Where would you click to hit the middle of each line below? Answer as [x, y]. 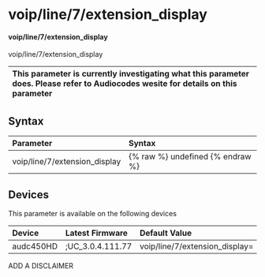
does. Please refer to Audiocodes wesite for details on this [125, 84]
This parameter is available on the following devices [93, 214]
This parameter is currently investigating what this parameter [131, 74]
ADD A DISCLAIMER [41, 266]
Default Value [165, 233]
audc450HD [35, 246]
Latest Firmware [97, 233]
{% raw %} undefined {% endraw [190, 157]
